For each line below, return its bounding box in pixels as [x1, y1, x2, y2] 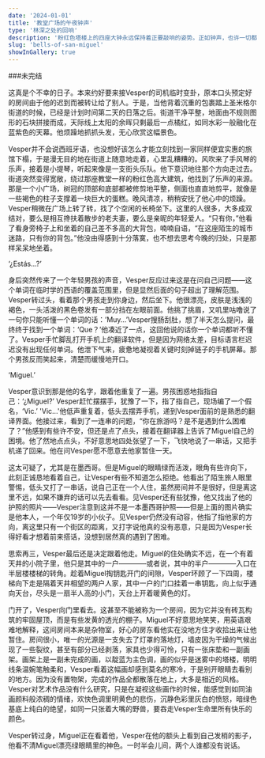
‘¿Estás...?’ [8, 259, 42, 268]
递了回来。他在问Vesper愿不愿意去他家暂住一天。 [14, 446, 177, 455]
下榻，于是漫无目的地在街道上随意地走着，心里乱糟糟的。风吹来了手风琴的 [14, 154, 257, 163]
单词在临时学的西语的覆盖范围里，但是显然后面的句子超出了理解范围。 [14, 286, 243, 294]
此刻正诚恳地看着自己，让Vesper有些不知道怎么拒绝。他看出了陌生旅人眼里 [8, 472, 252, 482]
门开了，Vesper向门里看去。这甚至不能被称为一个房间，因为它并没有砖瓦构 [8, 605, 252, 614]
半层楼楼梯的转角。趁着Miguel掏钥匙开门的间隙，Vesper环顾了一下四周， [8, 569, 247, 578]
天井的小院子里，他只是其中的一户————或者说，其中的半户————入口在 [8, 559, 257, 568]
